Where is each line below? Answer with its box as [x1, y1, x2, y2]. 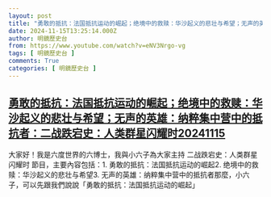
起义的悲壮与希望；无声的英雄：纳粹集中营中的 [19, 111, 252, 125]
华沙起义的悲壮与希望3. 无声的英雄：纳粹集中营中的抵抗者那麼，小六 [22, 170, 250, 179]
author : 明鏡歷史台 [8, 34, 68, 43]
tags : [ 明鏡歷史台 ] [8, 49, 75, 57]
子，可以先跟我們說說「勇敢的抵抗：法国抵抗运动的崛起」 [8, 179, 199, 190]
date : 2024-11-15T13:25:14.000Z [8, 27, 117, 35]
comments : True [8, 57, 60, 65]
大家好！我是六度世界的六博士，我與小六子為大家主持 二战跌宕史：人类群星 [8, 149, 258, 159]
